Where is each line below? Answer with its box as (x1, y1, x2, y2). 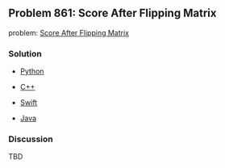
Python (19, 66, 44, 76)
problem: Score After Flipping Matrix (8, 27, 129, 37)
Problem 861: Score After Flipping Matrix (8, 6, 217, 20)
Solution (8, 48, 43, 59)
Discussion (8, 133, 54, 145)
